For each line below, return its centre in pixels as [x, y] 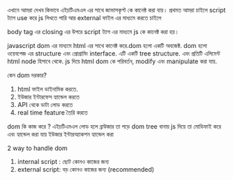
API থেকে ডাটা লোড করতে [45, 105]
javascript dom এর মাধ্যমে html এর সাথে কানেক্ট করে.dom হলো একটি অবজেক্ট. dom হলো [107, 46]
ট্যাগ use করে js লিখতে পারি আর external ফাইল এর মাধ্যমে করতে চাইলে [84, 18]
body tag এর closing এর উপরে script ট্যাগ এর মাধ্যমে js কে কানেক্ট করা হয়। [93, 32]
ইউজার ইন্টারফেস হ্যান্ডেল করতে [48, 97]
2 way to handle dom [37, 148]
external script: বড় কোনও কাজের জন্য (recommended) [86, 169]
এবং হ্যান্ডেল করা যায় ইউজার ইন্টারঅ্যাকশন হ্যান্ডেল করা [60, 134]
